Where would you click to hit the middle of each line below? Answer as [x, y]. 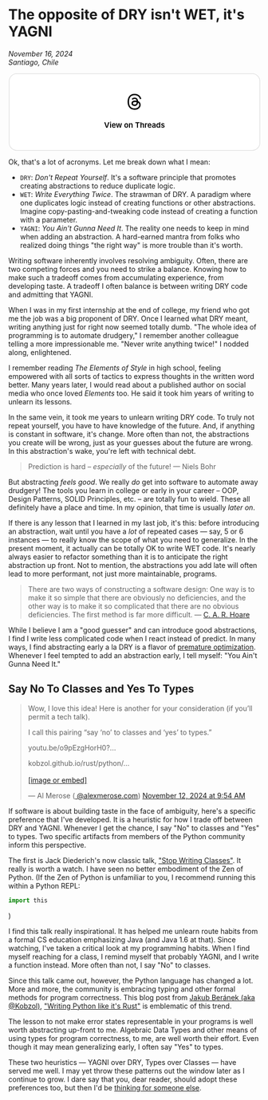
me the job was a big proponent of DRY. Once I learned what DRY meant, [128, 318]
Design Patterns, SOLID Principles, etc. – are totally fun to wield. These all [129, 499]
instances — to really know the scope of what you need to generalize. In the [133, 539]
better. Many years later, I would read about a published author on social [127, 384]
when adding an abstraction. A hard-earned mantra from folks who [130, 236]
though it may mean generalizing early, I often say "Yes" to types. [116, 1047]
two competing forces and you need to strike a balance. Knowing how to [128, 269]
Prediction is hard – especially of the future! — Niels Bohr [122, 466]
